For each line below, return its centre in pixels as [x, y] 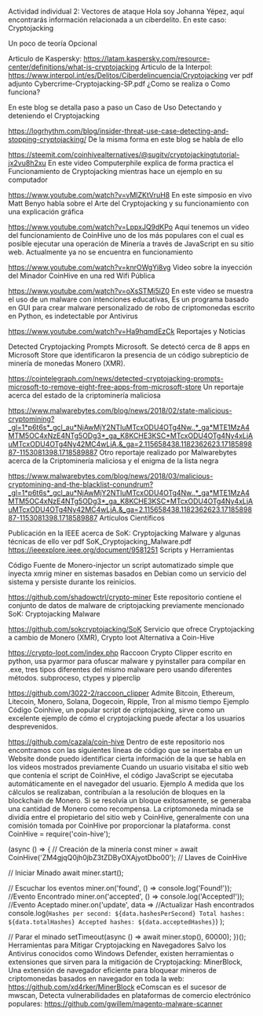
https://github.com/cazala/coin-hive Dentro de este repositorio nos [117, 742]
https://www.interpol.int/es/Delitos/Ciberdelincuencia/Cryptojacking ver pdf [131, 75]
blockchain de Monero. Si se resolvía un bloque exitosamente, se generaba [130, 800]
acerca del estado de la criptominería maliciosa [84, 395]
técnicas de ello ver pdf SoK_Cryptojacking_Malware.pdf [100, 541]
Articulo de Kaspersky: [45, 59]
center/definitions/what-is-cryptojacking [74, 67]
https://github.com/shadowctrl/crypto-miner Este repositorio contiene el [125, 597]
